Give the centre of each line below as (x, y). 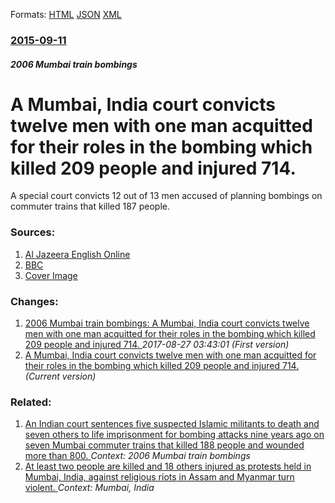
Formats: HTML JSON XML (66, 14)
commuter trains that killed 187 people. (90, 206)
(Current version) (60, 376)
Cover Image (51, 275)
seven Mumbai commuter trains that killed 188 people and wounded (164, 445)
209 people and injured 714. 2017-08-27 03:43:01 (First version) (157, 345)
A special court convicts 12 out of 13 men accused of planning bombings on (166, 196)
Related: (31, 402)
